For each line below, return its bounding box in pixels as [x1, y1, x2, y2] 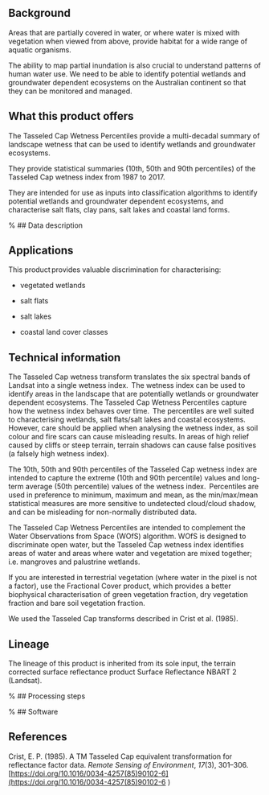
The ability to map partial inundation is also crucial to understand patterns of [8, 60, 261, 70]
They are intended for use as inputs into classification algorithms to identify [8, 187, 259, 197]
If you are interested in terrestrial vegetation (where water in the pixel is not [8, 573, 258, 583]
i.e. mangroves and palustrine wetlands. [8, 557, 141, 566]
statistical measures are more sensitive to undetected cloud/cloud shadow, [8, 499, 256, 509]
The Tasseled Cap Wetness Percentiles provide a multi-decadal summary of [8, 130, 260, 140]
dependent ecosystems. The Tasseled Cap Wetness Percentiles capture [8, 397, 247, 407]
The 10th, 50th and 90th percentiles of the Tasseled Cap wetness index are [8, 464, 258, 474]
